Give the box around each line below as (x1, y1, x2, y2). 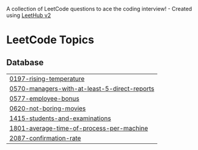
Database (6, 57, 44, 68)
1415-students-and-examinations (9, 114, 111, 123)
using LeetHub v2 (6, 12, 51, 19)
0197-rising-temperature (9, 74, 85, 83)
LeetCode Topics (6, 33, 95, 47)
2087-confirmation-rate (9, 134, 81, 142)
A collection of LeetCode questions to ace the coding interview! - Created (6, 5, 193, 12)
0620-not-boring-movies (9, 104, 86, 112)
